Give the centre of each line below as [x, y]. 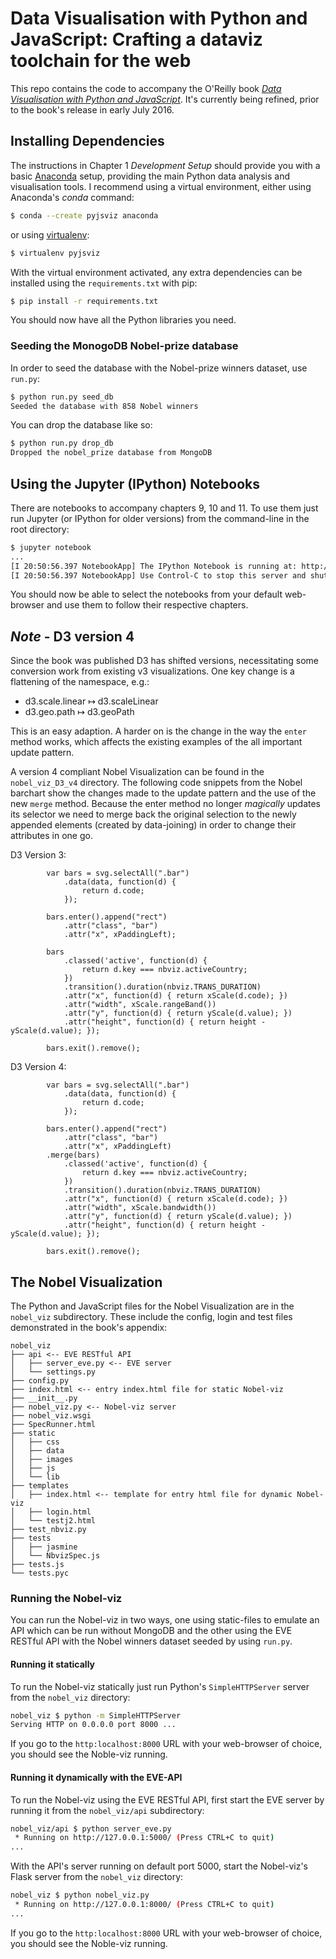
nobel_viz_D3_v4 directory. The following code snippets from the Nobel [156, 783]
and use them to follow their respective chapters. [147, 605]
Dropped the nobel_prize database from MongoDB [111, 453]
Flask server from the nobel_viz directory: [97, 1877]
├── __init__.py [44, 1398]
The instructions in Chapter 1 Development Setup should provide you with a [165, 165]
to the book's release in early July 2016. [92, 109]
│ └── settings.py [53, 1372]
